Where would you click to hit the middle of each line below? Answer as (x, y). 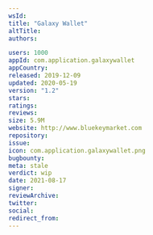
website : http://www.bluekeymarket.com (75, 128)
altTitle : (25, 31)
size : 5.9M (27, 121)
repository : (28, 136)
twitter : (23, 203)
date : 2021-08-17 (37, 181)
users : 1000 (28, 53)
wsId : (17, 16)
